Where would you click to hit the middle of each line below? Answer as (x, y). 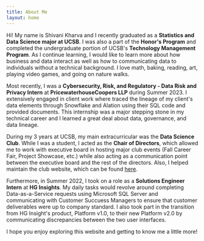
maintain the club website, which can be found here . (72, 169)
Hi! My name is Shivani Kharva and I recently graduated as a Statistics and (100, 35)
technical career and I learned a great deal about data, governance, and (97, 118)
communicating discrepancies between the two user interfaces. (86, 220)
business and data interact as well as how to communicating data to (91, 61)
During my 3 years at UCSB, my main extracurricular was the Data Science (100, 136)
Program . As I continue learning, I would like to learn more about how (93, 54)
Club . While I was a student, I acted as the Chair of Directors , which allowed (102, 143)
